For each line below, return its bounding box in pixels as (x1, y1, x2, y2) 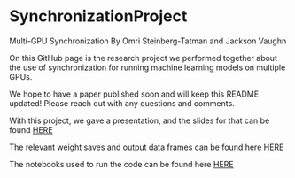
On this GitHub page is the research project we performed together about (9, 52, 277, 63)
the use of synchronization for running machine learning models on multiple (9, 62, 286, 73)
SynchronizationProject (9, 6, 188, 27)
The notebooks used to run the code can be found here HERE (9, 159, 234, 169)
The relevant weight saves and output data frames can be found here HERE (9, 142, 284, 152)
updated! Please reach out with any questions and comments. (9, 97, 235, 108)
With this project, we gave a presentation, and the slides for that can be (9, 115, 270, 126)
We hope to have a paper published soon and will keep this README (9, 89, 260, 99)
